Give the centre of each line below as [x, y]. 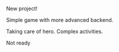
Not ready [18, 43]
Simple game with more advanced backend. [60, 20]
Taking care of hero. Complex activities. [55, 31]
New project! [22, 9]
